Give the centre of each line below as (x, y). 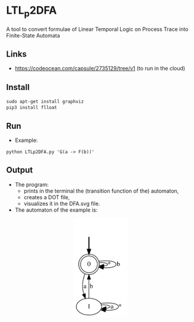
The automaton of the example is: (56, 210)
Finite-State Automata (33, 35)
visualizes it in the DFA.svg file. (62, 203)
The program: (32, 184)
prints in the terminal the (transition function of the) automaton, (101, 191)
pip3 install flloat (32, 108)
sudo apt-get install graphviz (45, 102)
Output (19, 170)
